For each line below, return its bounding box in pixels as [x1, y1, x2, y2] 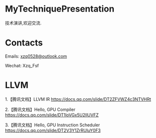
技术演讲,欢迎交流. [5, 20, 42, 26]
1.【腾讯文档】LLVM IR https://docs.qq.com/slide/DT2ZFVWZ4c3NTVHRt [5, 96, 151, 102]
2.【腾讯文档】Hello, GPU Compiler [5, 107, 76, 112]
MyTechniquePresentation [5, 3, 115, 15]
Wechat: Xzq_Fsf [5, 62, 39, 68]
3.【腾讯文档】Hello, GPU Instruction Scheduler [5, 122, 100, 128]
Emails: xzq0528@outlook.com [5, 53, 67, 59]
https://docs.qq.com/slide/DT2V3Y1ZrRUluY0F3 [5, 127, 101, 133]
